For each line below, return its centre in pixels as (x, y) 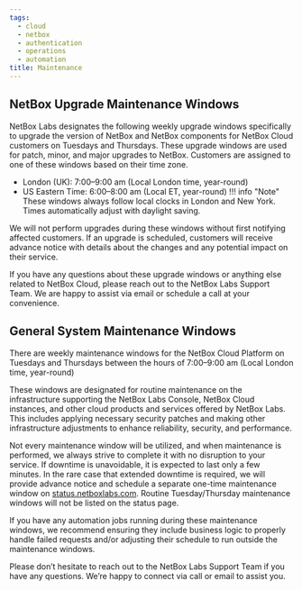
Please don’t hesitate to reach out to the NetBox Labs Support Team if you (147, 566)
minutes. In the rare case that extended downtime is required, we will (137, 474)
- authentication (50, 43)
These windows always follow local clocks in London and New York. (149, 201)
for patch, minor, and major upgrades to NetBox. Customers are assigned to (150, 155)
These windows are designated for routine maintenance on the (126, 389)
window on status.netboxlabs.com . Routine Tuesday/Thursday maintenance (150, 493)
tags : (19, 18)
